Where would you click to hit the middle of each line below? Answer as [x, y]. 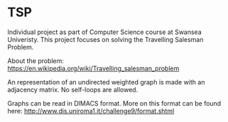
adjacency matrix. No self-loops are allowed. [73, 89]
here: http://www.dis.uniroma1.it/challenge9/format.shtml [91, 111]
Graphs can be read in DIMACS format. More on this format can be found [114, 103]
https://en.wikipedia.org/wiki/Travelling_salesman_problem [93, 68]
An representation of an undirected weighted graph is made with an [106, 82]
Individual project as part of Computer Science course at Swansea [105, 32]
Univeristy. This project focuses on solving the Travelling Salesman [105, 39]
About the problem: [36, 60]
